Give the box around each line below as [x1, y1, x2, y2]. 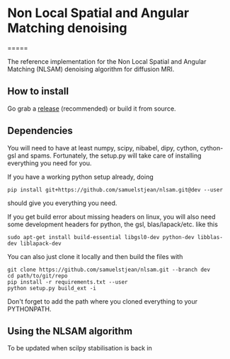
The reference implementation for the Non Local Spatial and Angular [7, 57, 207, 65]
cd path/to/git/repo [7, 272, 69, 280]
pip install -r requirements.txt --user [7, 278, 129, 285]
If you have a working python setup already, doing [7, 172, 154, 181]
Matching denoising [7, 20, 127, 36]
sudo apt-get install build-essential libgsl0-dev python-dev [7, 233, 195, 241]
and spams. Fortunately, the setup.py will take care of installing [17, 151, 202, 160]
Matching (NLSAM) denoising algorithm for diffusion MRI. [7, 65, 175, 73]
